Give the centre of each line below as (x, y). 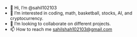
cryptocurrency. (27, 18)
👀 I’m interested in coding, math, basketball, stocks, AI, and (71, 13)
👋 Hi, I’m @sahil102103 (33, 8)
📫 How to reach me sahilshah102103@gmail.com (61, 29)
